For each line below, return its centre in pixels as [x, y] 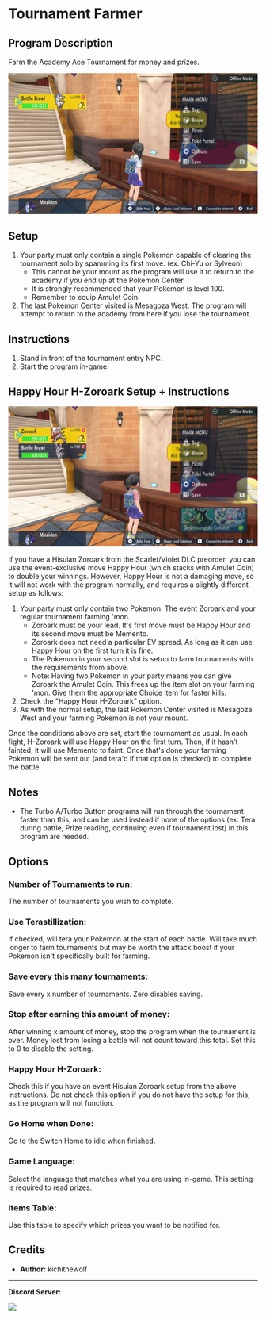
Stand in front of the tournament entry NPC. [91, 359]
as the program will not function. [61, 1103]
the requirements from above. [80, 668]
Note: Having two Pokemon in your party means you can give [131, 676]
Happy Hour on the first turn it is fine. [92, 650]
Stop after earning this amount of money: [89, 1014]
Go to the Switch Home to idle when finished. [82, 1141]
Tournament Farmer [75, 14]
